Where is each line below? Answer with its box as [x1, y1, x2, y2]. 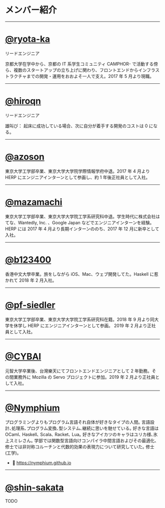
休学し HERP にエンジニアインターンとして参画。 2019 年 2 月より [13, 323, 147, 328]
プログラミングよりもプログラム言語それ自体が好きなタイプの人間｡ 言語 [5, 419, 151, 425]
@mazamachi [5, 196, 62, 208]
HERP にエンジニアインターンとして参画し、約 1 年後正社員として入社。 [5, 174, 151, 180]
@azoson [5, 151, 45, 162]
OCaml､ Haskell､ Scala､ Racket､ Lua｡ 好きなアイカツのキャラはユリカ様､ [5, 432, 154, 437]
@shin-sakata [5, 482, 64, 493]
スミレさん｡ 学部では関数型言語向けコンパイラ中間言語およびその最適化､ [9, 437, 157, 444]
